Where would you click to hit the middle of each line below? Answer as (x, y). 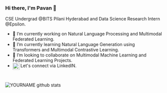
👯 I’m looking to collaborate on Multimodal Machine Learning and (79, 55)
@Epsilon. (15, 24)
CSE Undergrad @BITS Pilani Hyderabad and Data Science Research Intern (82, 19)
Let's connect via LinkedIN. (48, 66)
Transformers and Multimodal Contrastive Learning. (65, 50)
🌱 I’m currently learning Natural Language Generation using (73, 44)
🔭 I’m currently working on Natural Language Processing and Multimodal (87, 34)
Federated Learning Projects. (42, 60)
